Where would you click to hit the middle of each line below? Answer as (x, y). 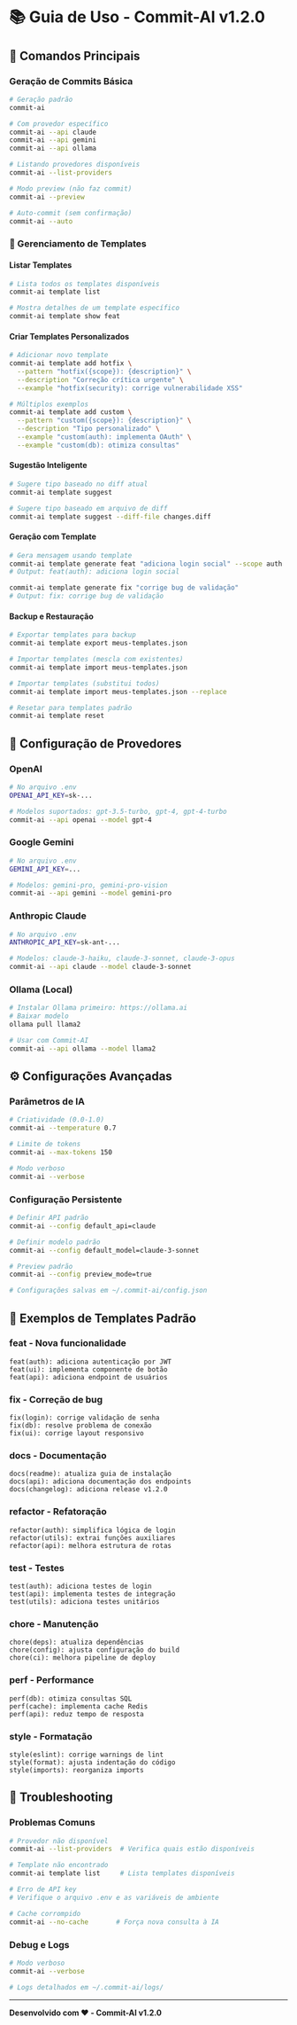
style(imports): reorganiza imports (76, 1770)
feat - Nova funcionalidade (68, 1343)
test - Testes (37, 1568)
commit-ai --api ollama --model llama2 (83, 1048)
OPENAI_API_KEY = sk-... (51, 795)
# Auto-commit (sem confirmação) (71, 213)
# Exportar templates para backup (73, 635)
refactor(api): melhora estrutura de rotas (91, 1545)
